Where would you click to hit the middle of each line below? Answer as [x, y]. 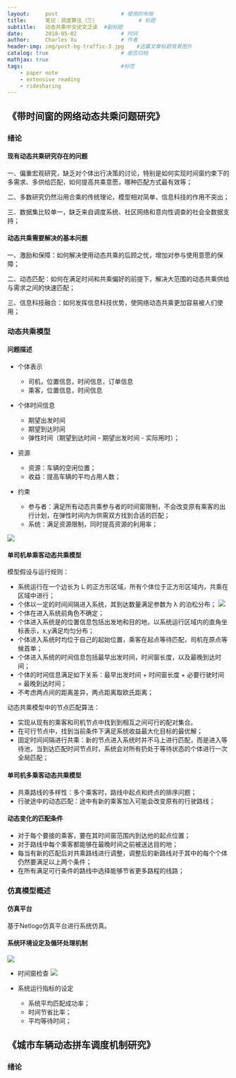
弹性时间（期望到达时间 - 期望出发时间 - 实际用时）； [104, 438]
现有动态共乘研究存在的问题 [48, 156]
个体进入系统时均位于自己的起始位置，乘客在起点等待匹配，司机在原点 [119, 640]
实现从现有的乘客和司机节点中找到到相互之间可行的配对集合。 [107, 722]
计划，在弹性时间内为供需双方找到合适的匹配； [102, 516]
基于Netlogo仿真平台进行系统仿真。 [59, 925]
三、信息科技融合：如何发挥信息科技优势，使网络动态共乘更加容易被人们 [112, 302]
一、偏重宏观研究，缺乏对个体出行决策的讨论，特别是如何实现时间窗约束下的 [118, 173]
